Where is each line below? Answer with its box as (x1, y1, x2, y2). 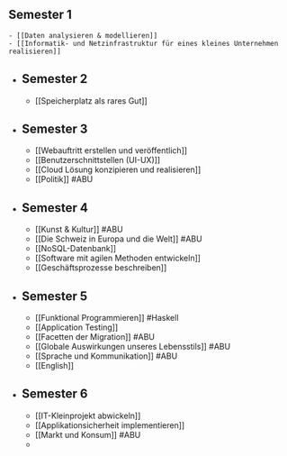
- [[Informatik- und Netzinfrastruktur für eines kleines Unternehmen (8, 39, 279, 48)
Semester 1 (8, 7, 73, 23)
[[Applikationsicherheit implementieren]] (34, 419, 185, 431)
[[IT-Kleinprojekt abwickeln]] (34, 410, 141, 421)
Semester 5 (21, 288, 88, 304)
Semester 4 (21, 200, 89, 215)
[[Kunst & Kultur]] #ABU (34, 224, 123, 235)
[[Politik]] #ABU (34, 174, 94, 185)
